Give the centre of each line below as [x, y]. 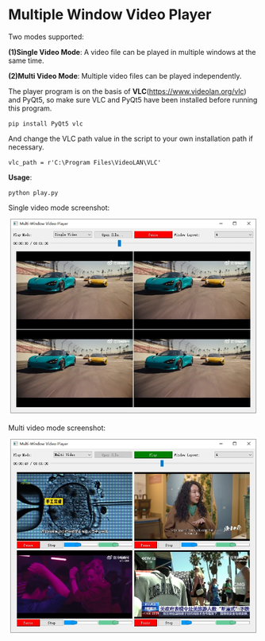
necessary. [27, 147]
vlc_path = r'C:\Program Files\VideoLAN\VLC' [84, 162]
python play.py [33, 192]
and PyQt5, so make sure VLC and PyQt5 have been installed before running [133, 99]
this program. [30, 108]
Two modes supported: [46, 37]
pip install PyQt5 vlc [46, 124]
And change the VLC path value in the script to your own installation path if [131, 138]
